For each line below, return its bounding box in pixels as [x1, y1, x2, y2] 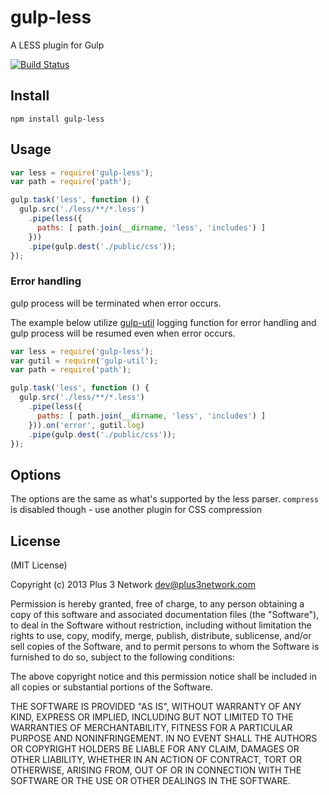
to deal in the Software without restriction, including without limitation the [10, 619, 312, 631]
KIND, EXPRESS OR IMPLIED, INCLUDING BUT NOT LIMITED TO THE [10, 711, 294, 723]
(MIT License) [10, 559, 68, 571]
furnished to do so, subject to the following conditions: [10, 651, 235, 663]
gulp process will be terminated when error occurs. [10, 297, 222, 309]
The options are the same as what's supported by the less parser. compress [10, 493, 319, 505]
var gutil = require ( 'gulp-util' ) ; [10, 356, 159, 366]
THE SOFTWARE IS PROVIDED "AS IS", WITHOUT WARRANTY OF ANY [10, 701, 302, 713]
